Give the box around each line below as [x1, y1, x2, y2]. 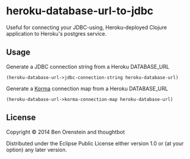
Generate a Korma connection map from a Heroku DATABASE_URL [6, 85, 169, 92]
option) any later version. [6, 146, 67, 153]
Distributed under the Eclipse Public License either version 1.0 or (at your [6, 139, 184, 147]
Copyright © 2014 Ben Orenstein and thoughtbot [6, 128, 125, 135]
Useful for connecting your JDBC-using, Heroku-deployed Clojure [6, 24, 168, 31]
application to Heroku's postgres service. [6, 30, 107, 37]
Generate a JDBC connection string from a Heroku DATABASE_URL [6, 63, 170, 70]
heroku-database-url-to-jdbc [6, 4, 154, 18]
